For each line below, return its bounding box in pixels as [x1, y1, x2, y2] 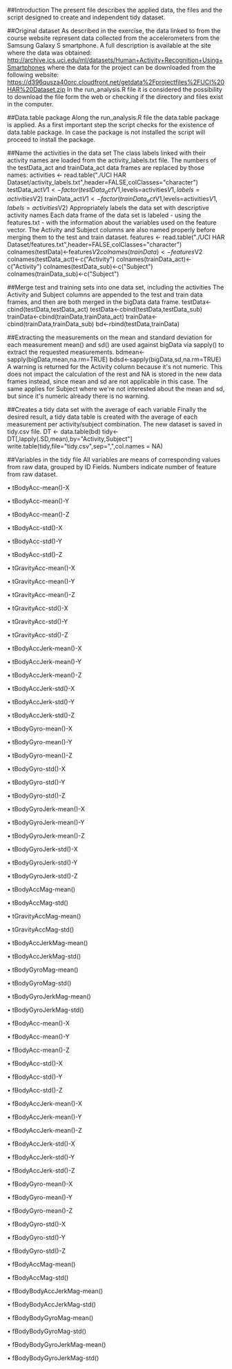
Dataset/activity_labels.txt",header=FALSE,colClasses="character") [7, 178, 199, 186]
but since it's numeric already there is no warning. [7, 392, 150, 400]
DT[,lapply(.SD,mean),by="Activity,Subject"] [7, 435, 133, 443]
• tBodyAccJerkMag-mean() [7, 938, 88, 947]
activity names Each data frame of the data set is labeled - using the [7, 211, 202, 219]
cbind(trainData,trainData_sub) [7, 319, 95, 328]
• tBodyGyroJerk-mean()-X [7, 804, 85, 813]
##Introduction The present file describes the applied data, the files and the [7, 6, 223, 14]
